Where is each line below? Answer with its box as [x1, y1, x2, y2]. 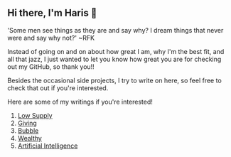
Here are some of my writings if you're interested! [7, 97, 153, 106]
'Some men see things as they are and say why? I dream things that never [7, 26, 224, 34]
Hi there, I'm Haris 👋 [7, 7, 97, 19]
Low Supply [17, 111, 53, 119]
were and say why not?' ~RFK [7, 33, 95, 42]
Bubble [17, 126, 39, 135]
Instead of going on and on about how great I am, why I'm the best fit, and [7, 47, 225, 55]
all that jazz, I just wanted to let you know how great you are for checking [7, 55, 222, 63]
